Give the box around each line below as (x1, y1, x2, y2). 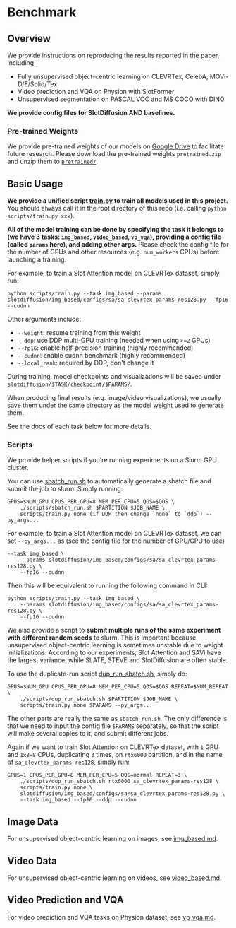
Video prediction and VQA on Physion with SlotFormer (17, 88, 175, 95)
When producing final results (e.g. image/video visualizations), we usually (7, 394, 222, 402)
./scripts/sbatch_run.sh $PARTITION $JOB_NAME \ (20, 505, 166, 512)
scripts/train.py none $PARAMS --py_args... (20, 702, 153, 709)
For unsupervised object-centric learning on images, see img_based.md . (7, 835, 218, 843)
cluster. (7, 464, 30, 472)
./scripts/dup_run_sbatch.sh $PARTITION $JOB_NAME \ (20, 695, 178, 703)
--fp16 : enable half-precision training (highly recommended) (17, 343, 194, 352)
